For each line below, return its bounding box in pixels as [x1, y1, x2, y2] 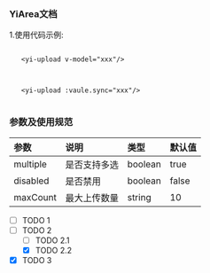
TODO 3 [21, 254, 52, 265]
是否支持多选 [65, 158, 120, 170]
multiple [13, 158, 47, 170]
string [127, 191, 152, 203]
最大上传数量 [65, 191, 120, 204]
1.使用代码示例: [9, 29, 64, 41]
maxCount [13, 191, 58, 203]
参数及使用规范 [9, 116, 74, 129]
